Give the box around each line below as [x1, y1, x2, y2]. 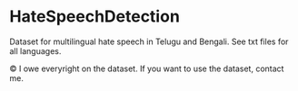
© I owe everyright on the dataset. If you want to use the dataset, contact [9, 63, 284, 74]
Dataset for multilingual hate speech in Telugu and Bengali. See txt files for [9, 36, 289, 47]
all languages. [9, 45, 62, 56]
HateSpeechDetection [9, 6, 180, 27]
